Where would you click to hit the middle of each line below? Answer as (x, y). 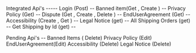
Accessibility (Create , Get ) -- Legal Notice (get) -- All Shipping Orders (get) (98, 20)
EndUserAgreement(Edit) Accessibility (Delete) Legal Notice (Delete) (89, 44)
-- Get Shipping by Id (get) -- (41, 26)
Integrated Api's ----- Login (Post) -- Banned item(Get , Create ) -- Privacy (96, 8)
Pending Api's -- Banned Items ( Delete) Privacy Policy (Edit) (79, 38)
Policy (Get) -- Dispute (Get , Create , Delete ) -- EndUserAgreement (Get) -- (98, 14)
